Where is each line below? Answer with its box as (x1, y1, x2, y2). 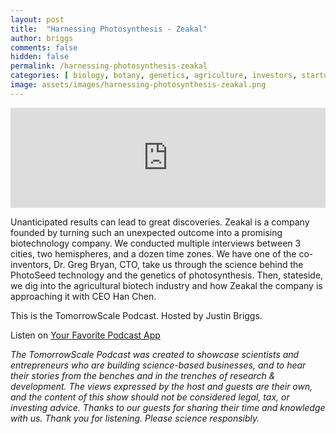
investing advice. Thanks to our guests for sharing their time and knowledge (10, 401, 326, 413)
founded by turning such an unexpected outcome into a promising (10, 226, 283, 238)
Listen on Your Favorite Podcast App (10, 329, 161, 341)
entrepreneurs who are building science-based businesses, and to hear (10, 359, 307, 371)
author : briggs (10, 33, 74, 43)
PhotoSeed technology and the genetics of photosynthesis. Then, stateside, (10, 269, 324, 281)
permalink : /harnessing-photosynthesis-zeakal (10, 61, 208, 71)
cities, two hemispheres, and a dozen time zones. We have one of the (10, 247, 297, 260)
